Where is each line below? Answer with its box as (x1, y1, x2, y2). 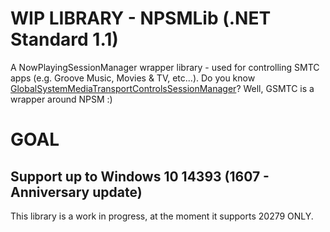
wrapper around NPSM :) (10, 93, 113, 105)
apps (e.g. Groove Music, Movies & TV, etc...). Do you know (10, 72, 256, 84)
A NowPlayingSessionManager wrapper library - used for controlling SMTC (10, 61, 320, 73)
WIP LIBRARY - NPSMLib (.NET (10, 7, 272, 30)
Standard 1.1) (10, 28, 119, 51)
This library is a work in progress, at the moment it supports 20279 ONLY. (10, 210, 314, 222)
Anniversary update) (10, 183, 143, 201)
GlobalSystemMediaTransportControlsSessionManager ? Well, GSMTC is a (10, 82, 315, 94)
